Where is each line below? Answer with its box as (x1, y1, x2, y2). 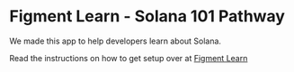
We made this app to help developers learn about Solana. (9, 36, 222, 46)
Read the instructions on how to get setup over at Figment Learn (9, 52, 248, 63)
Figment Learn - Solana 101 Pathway (9, 6, 286, 27)
